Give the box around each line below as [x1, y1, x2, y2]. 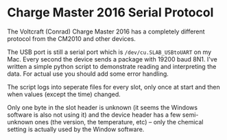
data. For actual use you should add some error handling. [7, 70, 169, 78]
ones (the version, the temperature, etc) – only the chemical [34, 117, 204, 126]
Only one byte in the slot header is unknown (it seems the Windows [7, 103, 198, 111]
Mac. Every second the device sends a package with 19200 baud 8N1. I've [7, 55, 217, 63]
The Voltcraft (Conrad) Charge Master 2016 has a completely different [7, 27, 205, 36]
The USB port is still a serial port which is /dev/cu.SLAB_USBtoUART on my [7, 48, 212, 56]
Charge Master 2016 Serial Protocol [7, 5, 214, 20]
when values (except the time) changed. [7, 90, 121, 98]
